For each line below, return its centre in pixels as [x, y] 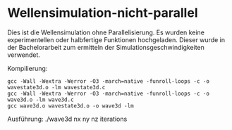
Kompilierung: [28, 68]
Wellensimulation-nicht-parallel [103, 13]
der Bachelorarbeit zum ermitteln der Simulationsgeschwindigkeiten [106, 47]
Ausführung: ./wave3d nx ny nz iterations [67, 119]
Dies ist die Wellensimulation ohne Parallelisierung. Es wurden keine [106, 32]
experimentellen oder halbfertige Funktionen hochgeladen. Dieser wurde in [116, 39]
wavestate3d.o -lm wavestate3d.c [56, 87]
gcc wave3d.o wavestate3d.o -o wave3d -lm [71, 106]
